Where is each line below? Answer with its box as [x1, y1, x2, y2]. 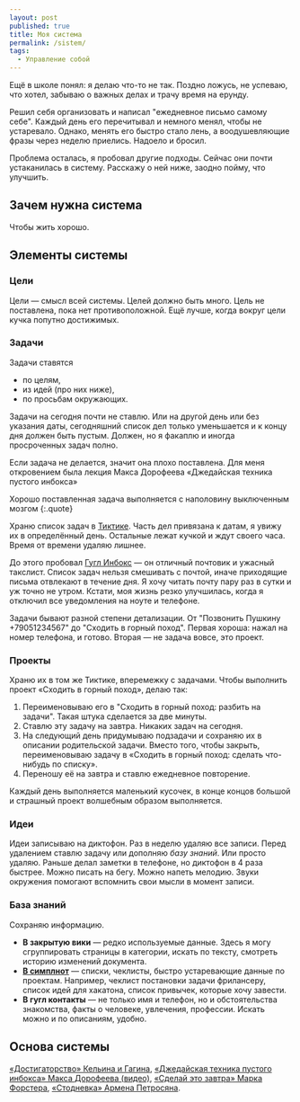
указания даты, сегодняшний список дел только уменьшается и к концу [9, 420, 287, 431]
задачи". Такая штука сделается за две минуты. [22, 711, 207, 722]
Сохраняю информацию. [9, 919, 105, 930]
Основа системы [9, 1039, 110, 1054]
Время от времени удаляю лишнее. [9, 539, 146, 550]
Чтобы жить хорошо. [9, 221, 90, 232]
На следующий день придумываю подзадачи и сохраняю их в [22, 730, 262, 742]
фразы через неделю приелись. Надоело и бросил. [9, 136, 207, 146]
